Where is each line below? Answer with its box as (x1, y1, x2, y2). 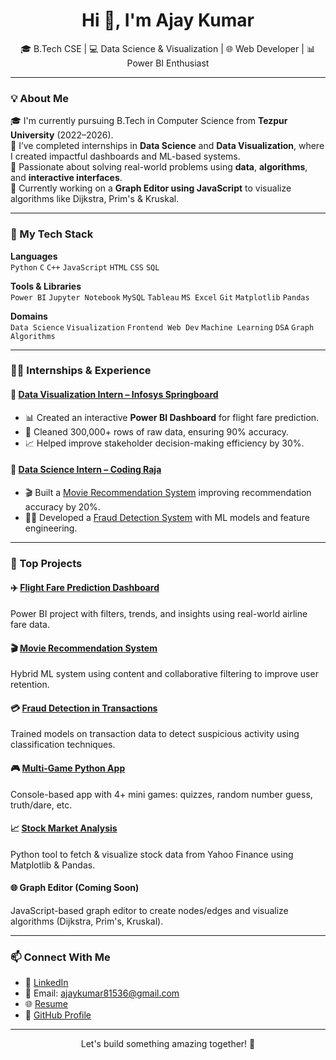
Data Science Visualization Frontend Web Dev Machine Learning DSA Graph (10, 322, 315, 333)
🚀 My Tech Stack (10, 227, 94, 241)
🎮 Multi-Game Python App (10, 762, 126, 774)
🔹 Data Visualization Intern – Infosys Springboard (10, 389, 219, 401)
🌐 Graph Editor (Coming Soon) (10, 882, 140, 894)
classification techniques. (10, 739, 116, 751)
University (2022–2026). (10, 129, 114, 141)
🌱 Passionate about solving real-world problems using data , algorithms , (10, 161, 308, 173)
